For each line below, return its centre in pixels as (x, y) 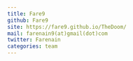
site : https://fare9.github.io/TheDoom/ (67, 27)
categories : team (33, 46)
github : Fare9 (28, 20)
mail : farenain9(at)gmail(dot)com (58, 33)
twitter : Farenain (34, 40)
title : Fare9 (26, 14)
